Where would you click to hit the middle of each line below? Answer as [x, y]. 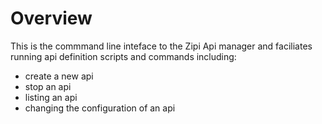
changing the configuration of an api [100, 108]
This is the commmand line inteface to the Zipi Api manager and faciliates [161, 46]
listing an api [51, 97]
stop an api [48, 86]
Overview [51, 18]
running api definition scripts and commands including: [123, 56]
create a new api [59, 76]
